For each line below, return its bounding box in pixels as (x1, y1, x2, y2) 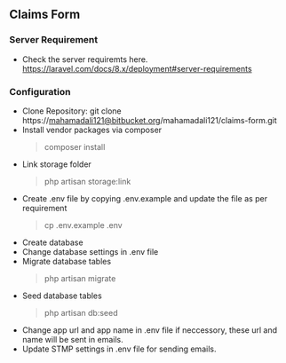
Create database (21, 237, 83, 248)
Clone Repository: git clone (21, 106, 122, 116)
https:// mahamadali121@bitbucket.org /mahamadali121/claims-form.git (21, 114, 277, 125)
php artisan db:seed (44, 307, 118, 318)
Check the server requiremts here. (21, 53, 148, 65)
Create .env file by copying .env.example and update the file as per (21, 193, 268, 203)
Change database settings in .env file (21, 246, 159, 256)
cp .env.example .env (44, 219, 123, 230)
